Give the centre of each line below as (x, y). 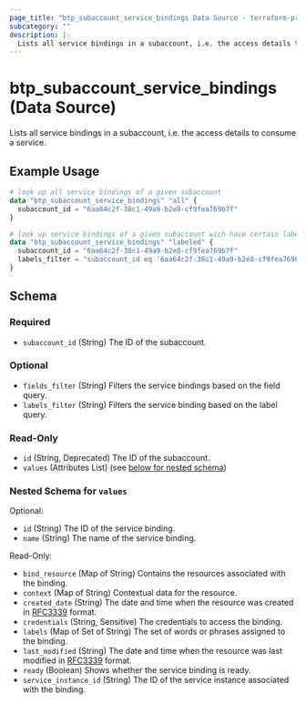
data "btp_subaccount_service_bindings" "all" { (103, 200)
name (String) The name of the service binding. (109, 538)
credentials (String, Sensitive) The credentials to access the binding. (153, 622)
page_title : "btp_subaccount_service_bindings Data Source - (128, 18)
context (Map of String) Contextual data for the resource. (130, 593)
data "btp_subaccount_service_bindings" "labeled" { (112, 242)
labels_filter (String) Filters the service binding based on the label (150, 404)
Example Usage (55, 171)
